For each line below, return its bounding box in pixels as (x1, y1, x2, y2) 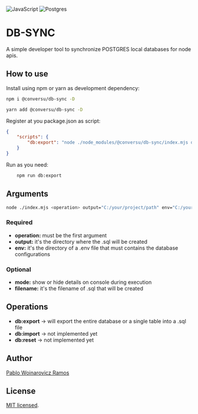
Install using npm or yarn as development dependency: (6, 84, 140, 91)
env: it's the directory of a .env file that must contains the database (14, 244, 179, 251)
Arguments (6, 189, 49, 199)
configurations (14, 250, 51, 257)
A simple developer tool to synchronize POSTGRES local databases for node (6, 45, 192, 52)
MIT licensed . (6, 402, 39, 409)
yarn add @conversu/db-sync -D (6, 107, 83, 112)
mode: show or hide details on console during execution (14, 279, 152, 286)
